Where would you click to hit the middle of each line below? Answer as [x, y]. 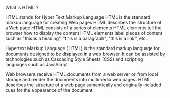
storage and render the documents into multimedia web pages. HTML [78, 80]
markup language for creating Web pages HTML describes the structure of [83, 22]
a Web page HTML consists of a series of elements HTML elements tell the [83, 28]
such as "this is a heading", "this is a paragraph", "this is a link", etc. [76, 38]
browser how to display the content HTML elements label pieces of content [84, 33]
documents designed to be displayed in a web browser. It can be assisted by [85, 54]
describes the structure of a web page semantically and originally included [83, 85]
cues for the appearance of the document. [49, 90]
